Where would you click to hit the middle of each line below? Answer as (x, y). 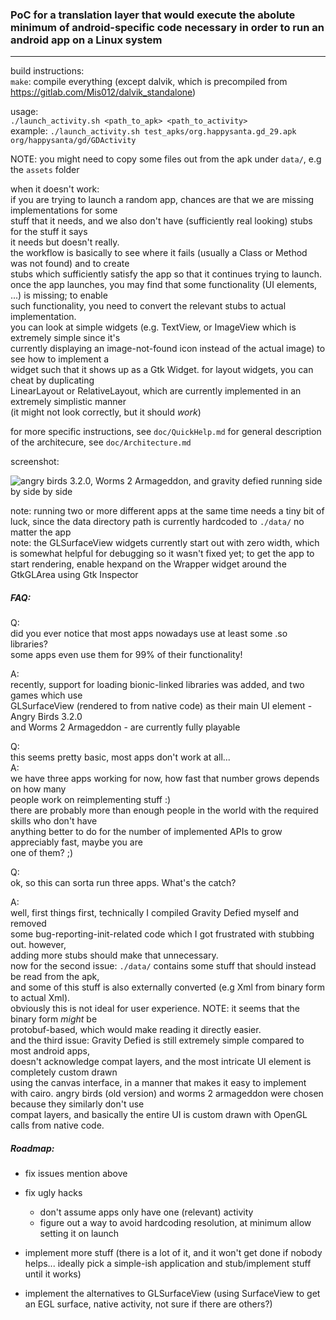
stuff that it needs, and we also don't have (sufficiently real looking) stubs (161, 221)
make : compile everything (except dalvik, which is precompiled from (149, 82)
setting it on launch (79, 1234)
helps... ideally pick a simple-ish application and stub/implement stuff (168, 1264)
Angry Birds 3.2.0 (46, 717)
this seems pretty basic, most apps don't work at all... (120, 757)
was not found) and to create (70, 264)
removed (28, 924)
